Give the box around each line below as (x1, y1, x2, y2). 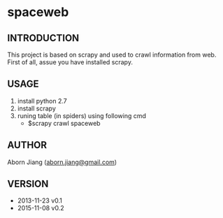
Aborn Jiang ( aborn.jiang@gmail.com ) (7, 158, 117, 166)
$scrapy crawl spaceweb (27, 119, 101, 127)
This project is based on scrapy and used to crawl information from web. (7, 50, 217, 59)
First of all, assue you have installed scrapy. (7, 58, 133, 66)
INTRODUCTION (7, 32, 80, 44)
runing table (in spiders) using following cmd (17, 111, 147, 119)
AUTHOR (7, 139, 48, 151)
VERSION (7, 178, 49, 190)
